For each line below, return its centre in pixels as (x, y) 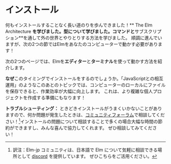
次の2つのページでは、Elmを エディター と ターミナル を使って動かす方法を (81, 61)
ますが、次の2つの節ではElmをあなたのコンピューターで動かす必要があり (82, 44)
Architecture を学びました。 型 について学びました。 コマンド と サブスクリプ (83, 31)
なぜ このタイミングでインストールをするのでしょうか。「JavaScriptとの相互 (84, 78)
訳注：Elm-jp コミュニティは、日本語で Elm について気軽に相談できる (85, 150)
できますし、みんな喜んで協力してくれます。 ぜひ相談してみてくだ (83, 128)
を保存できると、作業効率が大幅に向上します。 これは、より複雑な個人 (79, 91)
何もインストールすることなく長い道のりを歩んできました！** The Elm (79, 25)
